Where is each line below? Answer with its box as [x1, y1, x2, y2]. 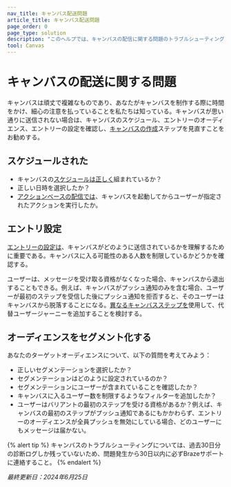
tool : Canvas [7, 42, 45, 49]
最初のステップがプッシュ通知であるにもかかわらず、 [47, 409, 199, 417]
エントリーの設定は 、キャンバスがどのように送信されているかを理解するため [7, 243, 225, 251]
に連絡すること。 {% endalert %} [7, 458, 101, 467]
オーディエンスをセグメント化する [7, 331, 152, 343]
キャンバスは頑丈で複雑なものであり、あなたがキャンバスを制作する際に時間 [7, 98, 225, 107]
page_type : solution [7, 29, 67, 37]
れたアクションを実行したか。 [17, 201, 102, 209]
